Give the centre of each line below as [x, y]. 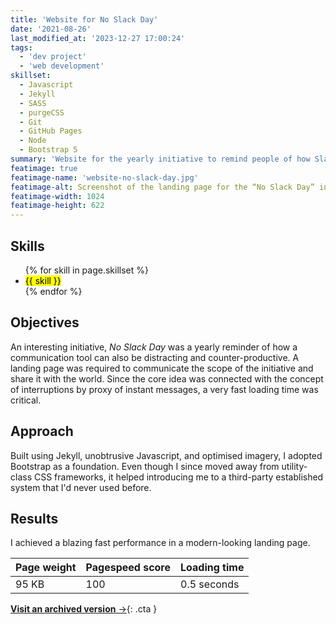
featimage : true [44, 168]
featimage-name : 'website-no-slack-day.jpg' [104, 177]
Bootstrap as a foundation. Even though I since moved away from [145, 466]
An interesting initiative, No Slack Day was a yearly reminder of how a [154, 347]
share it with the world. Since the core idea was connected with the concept [167, 378]
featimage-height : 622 [57, 206]
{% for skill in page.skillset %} [86, 270]
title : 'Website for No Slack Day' [84, 19]
